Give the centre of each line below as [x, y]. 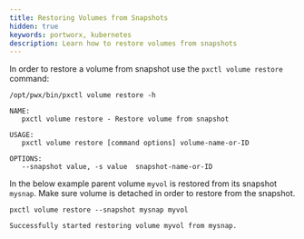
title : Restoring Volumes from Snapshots [89, 18]
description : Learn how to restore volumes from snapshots [123, 43]
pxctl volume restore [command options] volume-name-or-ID [135, 143]
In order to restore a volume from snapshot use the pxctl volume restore [146, 69]
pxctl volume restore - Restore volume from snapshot [125, 119]
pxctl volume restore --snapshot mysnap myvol [99, 210]
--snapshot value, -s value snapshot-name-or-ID [117, 167]
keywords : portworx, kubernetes [70, 35]
